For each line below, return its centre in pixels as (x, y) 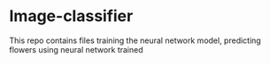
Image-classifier (71, 16)
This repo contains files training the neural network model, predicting (135, 40)
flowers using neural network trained (76, 49)
